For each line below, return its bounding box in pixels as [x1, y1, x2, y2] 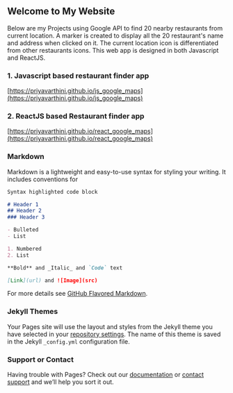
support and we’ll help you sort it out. [7, 378, 114, 386]
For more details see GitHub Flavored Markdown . [7, 290, 148, 298]
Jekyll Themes [7, 307, 58, 317]
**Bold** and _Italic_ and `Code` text [7, 264, 123, 271]
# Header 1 [7, 201, 39, 208]
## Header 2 [7, 208, 42, 215]
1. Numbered [7, 245, 42, 252]
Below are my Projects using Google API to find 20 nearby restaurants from [7, 24, 223, 32]
